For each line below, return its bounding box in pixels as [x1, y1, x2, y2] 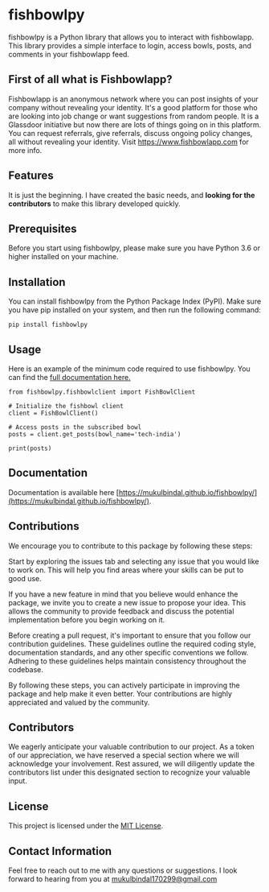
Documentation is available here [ [8, 487, 119, 497]
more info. [8, 145, 43, 155]
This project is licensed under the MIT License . [8, 821, 164, 831]
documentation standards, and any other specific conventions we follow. [8, 647, 249, 657]
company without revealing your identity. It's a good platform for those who [8, 102, 259, 112]
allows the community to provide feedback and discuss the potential [8, 606, 234, 616]
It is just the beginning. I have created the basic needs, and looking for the [8, 190, 255, 200]
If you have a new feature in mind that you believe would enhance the [8, 589, 238, 599]
